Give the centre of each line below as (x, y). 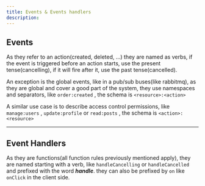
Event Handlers (36, 143)
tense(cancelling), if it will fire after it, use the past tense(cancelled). (92, 70)
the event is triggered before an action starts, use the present (84, 63)
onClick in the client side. (38, 177)
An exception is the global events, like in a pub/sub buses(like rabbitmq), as (101, 82)
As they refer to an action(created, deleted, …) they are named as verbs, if (99, 57)
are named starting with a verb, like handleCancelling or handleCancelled (98, 165)
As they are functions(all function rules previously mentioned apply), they (99, 158)
